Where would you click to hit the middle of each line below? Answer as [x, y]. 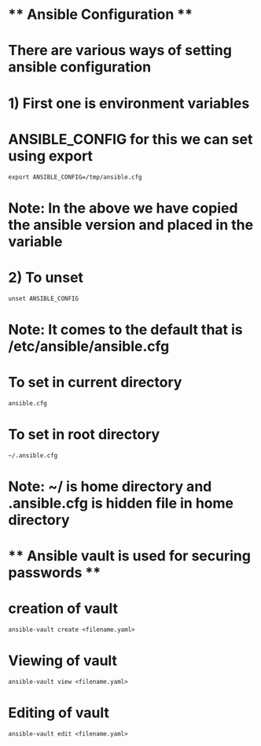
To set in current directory [95, 382]
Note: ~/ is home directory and [110, 486]
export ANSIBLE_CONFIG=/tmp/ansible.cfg [75, 177]
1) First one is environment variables [129, 103]
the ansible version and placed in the [131, 225]
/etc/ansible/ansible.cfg [89, 346]
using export [50, 156]
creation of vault [63, 609]
